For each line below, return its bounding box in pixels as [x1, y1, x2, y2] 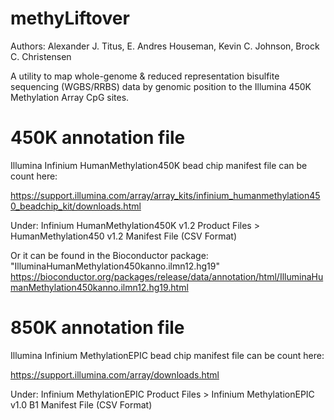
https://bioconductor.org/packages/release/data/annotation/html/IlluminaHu [10, 270, 324, 282]
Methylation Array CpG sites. [10, 91, 130, 103]
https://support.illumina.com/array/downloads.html [10, 368, 220, 381]
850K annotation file [10, 317, 185, 339]
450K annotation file [10, 127, 186, 149]
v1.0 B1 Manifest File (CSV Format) [10, 398, 153, 411]
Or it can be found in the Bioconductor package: [10, 249, 209, 261]
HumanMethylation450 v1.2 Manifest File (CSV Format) [10, 230, 238, 242]
